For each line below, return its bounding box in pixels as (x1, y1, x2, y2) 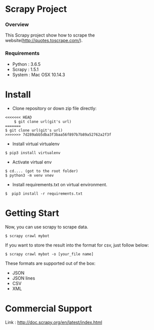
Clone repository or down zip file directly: (12, 105, 97, 111)
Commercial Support (5, 303, 92, 314)
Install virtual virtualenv (12, 141, 60, 147)
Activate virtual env (12, 159, 52, 165)
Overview (5, 21, 29, 28)
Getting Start (5, 207, 59, 218)
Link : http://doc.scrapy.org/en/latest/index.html (5, 319, 103, 325)
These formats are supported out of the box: (5, 260, 96, 266)
